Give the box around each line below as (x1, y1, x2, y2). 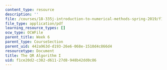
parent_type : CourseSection (5, 39, 64, 44)
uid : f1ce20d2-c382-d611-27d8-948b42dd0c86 (5, 58, 97, 63)
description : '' (5, 12, 39, 17)
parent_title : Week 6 (5, 35, 50, 40)
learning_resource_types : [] (5, 26, 66, 31)
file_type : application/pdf (5, 21, 64, 26)
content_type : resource (5, 7, 55, 12)
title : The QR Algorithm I (5, 53, 61, 58)
